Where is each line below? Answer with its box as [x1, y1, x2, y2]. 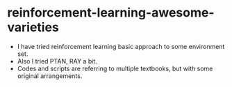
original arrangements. [17, 71, 83, 80]
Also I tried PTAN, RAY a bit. [17, 57, 97, 65]
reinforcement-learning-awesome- [7, 5, 215, 21]
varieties [7, 19, 59, 35]
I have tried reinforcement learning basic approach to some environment [17, 42, 225, 50]
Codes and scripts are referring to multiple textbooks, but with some [17, 64, 213, 72]
